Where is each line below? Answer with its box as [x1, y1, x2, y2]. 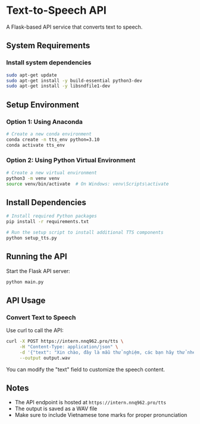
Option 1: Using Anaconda [6, 117, 83, 126]
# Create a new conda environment [6, 131, 92, 137]
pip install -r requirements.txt [6, 219, 89, 225]
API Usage [6, 295, 46, 305]
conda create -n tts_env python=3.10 [6, 137, 100, 143]
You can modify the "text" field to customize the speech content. [6, 366, 165, 373]
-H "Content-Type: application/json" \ [19, 344, 118, 350]
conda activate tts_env [6, 142, 65, 148]
